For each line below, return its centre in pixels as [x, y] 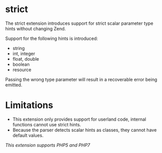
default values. [28, 135]
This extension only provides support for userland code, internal [79, 119]
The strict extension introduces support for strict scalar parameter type [79, 23]
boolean [21, 64]
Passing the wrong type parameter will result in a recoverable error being [81, 79]
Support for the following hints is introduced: [52, 38]
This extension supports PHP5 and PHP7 [48, 145]
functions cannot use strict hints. [47, 124]
